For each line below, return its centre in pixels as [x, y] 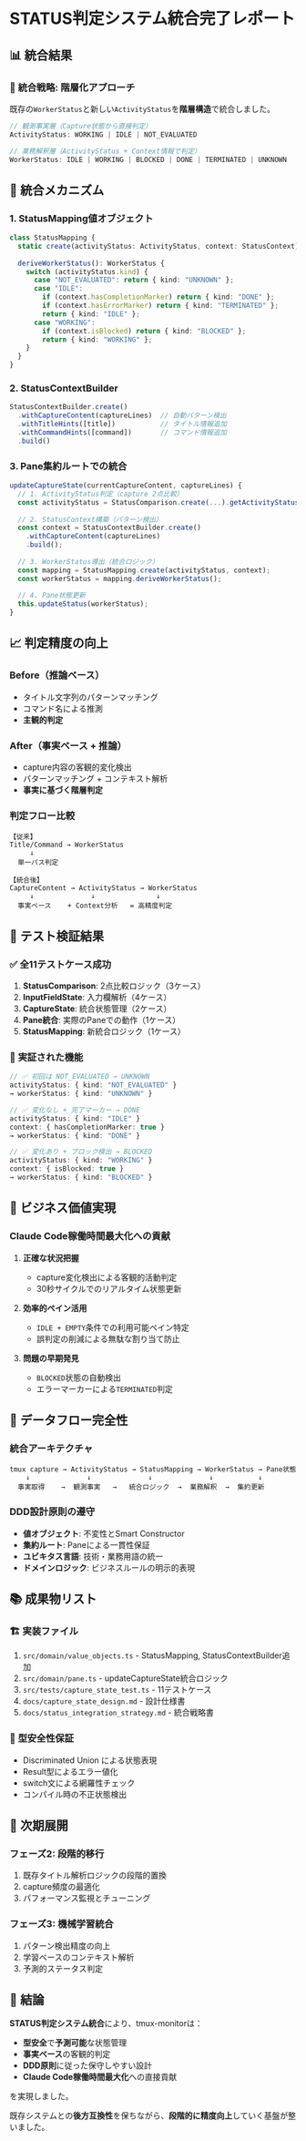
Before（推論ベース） [57, 675]
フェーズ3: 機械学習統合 [61, 1924]
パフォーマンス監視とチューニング [87, 1898]
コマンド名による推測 [62, 708]
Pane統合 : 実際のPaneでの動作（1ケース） [102, 1020]
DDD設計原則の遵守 [52, 1511]
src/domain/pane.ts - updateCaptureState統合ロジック [125, 1678]
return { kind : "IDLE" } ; [92, 314]
